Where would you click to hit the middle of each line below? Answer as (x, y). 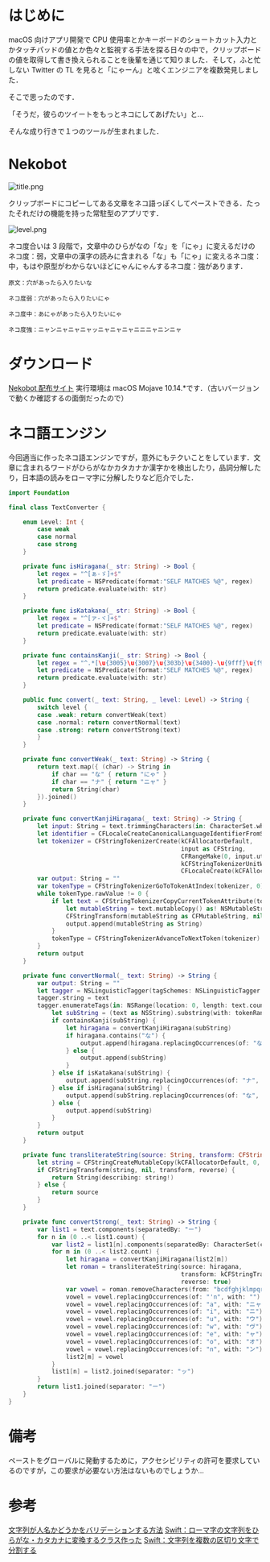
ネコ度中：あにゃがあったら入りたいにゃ (65, 314)
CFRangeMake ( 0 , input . (219, 856)
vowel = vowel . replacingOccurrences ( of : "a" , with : (154, 1304)
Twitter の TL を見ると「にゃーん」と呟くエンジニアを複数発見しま (141, 69)
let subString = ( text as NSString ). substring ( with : (141, 1013)
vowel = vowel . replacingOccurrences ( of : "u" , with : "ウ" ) (164, 1320)
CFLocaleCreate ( (208, 871)
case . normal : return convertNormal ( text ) (109, 722)
